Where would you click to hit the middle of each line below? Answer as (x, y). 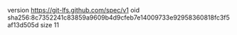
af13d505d (23, 25)
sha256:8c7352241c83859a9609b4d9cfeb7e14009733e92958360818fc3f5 (118, 17)
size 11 (49, 25)
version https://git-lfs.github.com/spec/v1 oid (74, 10)
